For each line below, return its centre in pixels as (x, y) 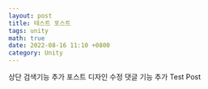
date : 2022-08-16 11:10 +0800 (59, 46)
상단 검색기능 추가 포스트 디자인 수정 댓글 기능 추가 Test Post (105, 77)
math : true (27, 38)
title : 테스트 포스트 (40, 23)
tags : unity (28, 30)
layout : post (30, 16)
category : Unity (36, 53)
